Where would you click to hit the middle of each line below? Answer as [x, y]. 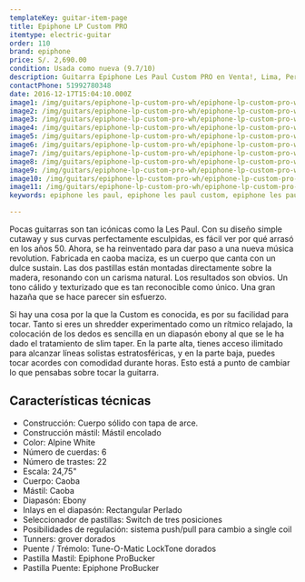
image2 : [24, 111]
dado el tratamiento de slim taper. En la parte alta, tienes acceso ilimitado [146, 343]
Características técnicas [80, 401]
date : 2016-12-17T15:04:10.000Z [70, 94]
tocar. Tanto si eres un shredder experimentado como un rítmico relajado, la [151, 324]
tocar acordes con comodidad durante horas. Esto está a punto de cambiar [150, 363]
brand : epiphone [40, 52]
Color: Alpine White [59, 442]
